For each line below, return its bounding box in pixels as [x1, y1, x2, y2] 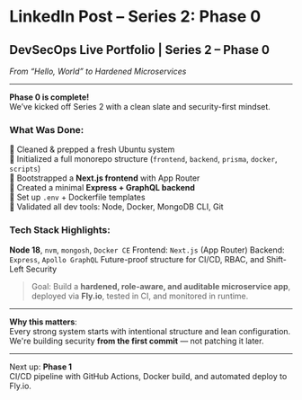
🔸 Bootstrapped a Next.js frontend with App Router [9, 173, 200, 183]
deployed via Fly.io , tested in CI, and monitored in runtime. [31, 290, 249, 301]
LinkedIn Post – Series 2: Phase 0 [9, 6, 262, 27]
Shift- [266, 253, 288, 264]
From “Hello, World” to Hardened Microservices [9, 66, 187, 76]
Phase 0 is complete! [9, 92, 90, 102]
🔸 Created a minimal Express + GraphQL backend [9, 182, 196, 193]
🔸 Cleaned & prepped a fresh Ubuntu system [9, 144, 175, 155]
